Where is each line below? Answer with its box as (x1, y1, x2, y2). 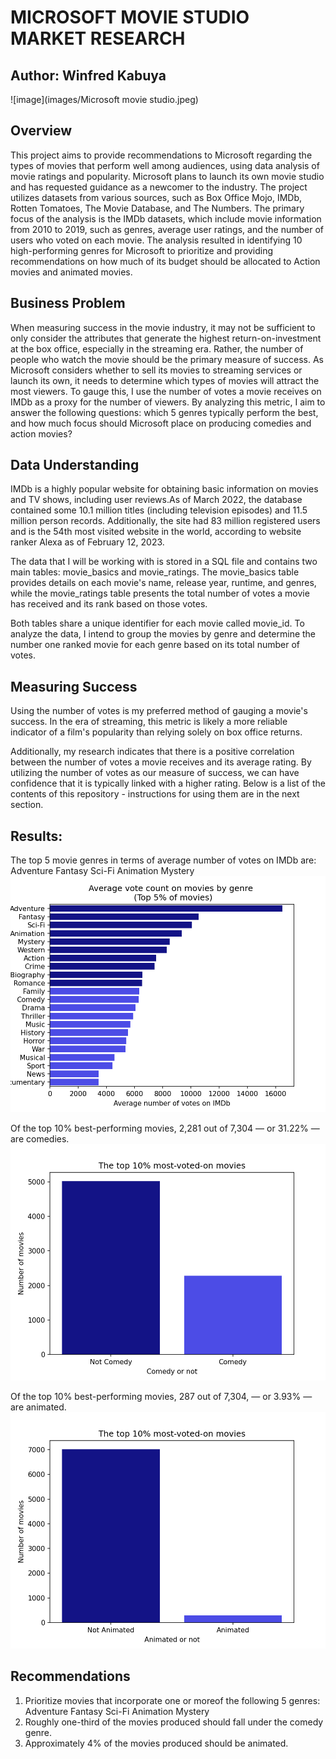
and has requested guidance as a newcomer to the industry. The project (10, 181, 308, 193)
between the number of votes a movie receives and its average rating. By (10, 756, 312, 768)
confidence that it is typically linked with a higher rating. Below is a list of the (10, 777, 326, 790)
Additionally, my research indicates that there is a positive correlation (10, 746, 295, 758)
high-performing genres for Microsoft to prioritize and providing (10, 244, 274, 256)
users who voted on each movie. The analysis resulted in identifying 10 (10, 234, 303, 246)
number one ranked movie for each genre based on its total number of (10, 639, 301, 651)
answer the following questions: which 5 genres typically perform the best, (10, 406, 319, 418)
